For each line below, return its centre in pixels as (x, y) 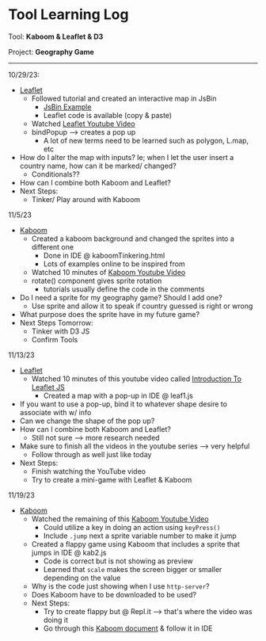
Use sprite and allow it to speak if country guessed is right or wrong (142, 306)
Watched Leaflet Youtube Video (84, 124)
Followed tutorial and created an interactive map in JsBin (124, 98)
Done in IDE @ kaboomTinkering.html (104, 255)
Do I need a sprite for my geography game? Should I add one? (121, 297)
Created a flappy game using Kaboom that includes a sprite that (135, 544)
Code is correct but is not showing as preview (118, 561)
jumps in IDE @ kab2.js (69, 552)
